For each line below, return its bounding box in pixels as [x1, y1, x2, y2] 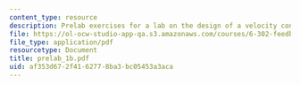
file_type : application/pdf [9, 37, 114, 47]
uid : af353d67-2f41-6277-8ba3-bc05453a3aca [9, 63, 174, 72]
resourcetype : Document [9, 46, 98, 55]
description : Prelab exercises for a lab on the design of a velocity [9, 21, 278, 30]
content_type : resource [9, 12, 98, 22]
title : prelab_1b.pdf [9, 54, 90, 63]
